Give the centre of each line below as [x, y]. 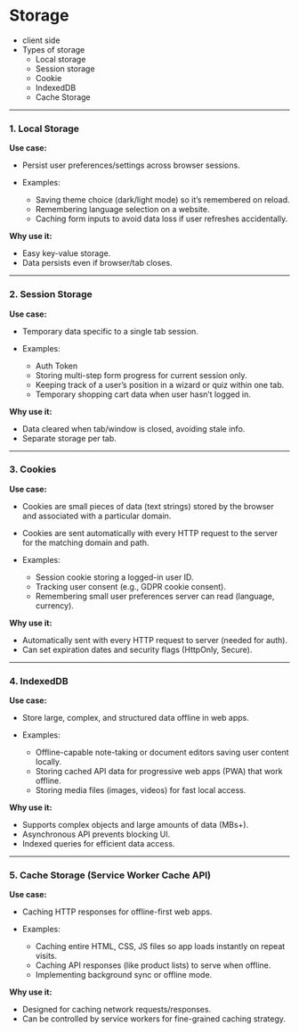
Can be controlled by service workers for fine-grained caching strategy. [154, 1019]
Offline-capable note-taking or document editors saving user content [162, 752]
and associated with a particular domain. [97, 516]
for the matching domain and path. [85, 542]
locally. [48, 762]
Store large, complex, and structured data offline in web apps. [135, 718]
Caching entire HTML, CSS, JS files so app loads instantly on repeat [160, 946]
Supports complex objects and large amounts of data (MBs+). [135, 825]
